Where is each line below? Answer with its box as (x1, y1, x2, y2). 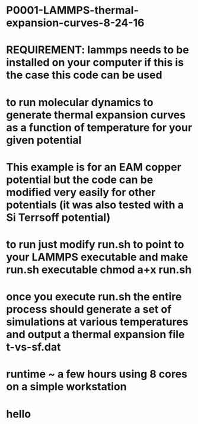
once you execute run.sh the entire (6, 290, 182, 304)
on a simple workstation (6, 380, 127, 394)
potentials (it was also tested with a (6, 198, 184, 211)
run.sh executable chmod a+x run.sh (6, 263, 192, 276)
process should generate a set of (6, 303, 172, 316)
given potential (6, 133, 82, 147)
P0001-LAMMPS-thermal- (6, 4, 139, 17)
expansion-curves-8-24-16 (6, 16, 145, 30)
